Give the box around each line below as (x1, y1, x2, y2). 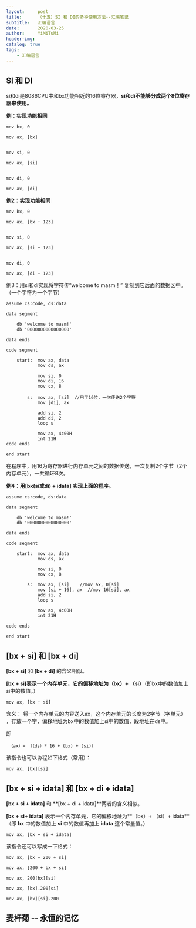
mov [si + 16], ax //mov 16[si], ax (37, 587, 130, 593)
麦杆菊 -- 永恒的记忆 (6, 913, 79, 923)
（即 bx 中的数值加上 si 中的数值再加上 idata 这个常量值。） (6, 820, 148, 827)
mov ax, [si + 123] (6, 245, 54, 251)
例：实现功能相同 (6, 113, 48, 120)
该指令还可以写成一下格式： (6, 843, 73, 850)
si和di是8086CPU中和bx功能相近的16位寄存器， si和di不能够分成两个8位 (6, 93, 180, 100)
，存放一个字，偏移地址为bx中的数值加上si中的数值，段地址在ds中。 (6, 718, 171, 725)
